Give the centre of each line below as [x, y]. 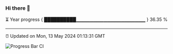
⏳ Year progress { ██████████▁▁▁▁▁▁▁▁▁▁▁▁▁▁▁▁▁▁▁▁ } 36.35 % [86, 19]
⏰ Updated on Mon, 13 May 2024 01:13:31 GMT [55, 36]
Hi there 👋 [18, 8]
